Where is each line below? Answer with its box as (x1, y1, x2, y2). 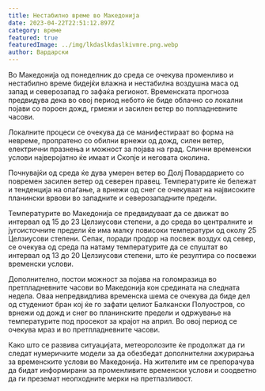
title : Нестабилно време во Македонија (8, 11, 140, 20)
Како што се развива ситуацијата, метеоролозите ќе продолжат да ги (8, 340, 245, 349)
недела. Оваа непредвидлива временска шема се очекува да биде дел (8, 291, 251, 301)
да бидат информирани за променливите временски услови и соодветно (8, 366, 257, 374)
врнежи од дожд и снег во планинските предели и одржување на (8, 308, 232, 317)
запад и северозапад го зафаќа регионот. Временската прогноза (8, 87, 229, 96)
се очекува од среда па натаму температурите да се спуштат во (8, 242, 228, 252)
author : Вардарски (8, 48, 69, 56)
